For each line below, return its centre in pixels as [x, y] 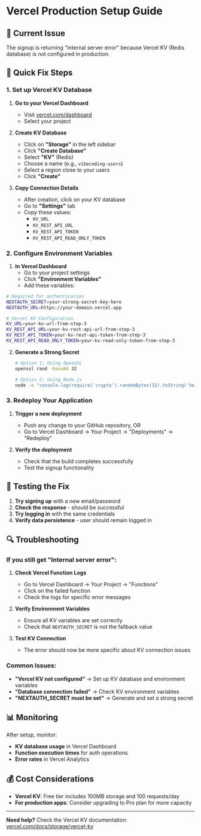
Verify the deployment [43, 450]
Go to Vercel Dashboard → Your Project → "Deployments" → [98, 432]
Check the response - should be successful [69, 507]
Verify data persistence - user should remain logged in [83, 520]
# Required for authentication [45, 296]
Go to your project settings [57, 272]
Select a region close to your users [67, 170]
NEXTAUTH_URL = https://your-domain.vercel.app [64, 307]
